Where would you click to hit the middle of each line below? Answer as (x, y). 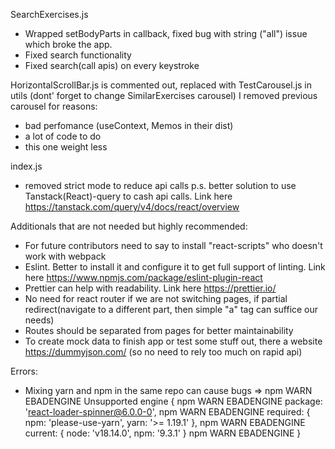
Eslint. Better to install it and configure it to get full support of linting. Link (175, 267)
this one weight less (66, 147)
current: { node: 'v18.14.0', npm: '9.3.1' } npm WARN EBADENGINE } (163, 433)
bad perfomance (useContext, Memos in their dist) (129, 125)
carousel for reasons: (54, 106)
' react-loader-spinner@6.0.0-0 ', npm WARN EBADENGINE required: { (167, 412)
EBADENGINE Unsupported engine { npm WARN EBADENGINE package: (173, 401)
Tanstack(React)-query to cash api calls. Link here (128, 196)
